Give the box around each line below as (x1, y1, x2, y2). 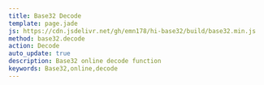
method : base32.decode (8, 34, 85, 43)
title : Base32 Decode (8, 11, 82, 20)
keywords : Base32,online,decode (8, 65, 118, 73)
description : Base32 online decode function (8, 57, 162, 66)
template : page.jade (8, 19, 79, 28)
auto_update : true (8, 49, 71, 57)
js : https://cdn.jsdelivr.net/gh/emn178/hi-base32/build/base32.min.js (8, 27, 256, 35)
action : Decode (8, 42, 60, 50)
